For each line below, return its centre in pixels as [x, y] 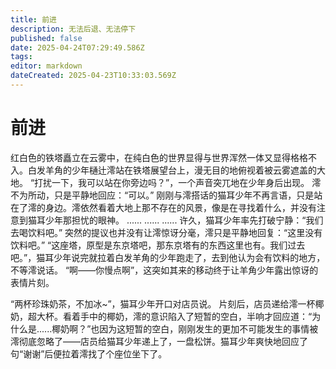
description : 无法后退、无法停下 [73, 29]
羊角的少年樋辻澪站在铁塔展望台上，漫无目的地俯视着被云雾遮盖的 [180, 170]
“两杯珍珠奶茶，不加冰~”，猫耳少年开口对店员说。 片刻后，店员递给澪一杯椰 [167, 303]
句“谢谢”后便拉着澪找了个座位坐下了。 [89, 353]
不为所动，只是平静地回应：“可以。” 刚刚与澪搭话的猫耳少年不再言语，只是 [162, 195]
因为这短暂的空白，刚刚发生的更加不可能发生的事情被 [209, 328]
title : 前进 [33, 19]
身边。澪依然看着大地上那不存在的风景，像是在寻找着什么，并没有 [180, 207]
